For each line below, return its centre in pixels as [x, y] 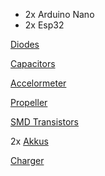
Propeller [29, 102]
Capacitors [33, 63]
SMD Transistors [44, 122]
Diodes [25, 44]
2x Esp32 [44, 25]
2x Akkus [29, 141]
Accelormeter [38, 83]
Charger [27, 160]
